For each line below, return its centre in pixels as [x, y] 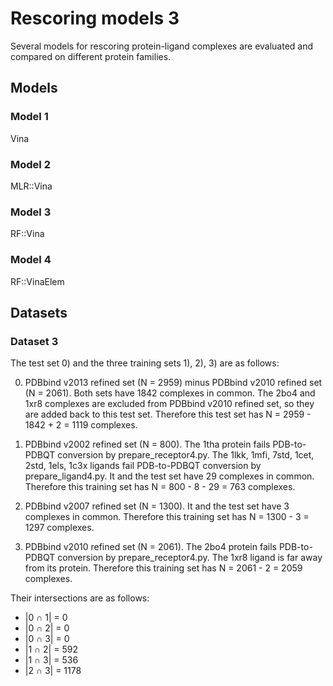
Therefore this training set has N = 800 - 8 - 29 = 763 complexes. [160, 487]
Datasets [39, 312]
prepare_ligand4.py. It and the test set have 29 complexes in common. [169, 476]
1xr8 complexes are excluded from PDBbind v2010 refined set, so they [169, 404]
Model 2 [30, 164]
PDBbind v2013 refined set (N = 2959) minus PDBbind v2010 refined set [173, 383]
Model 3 [31, 212]
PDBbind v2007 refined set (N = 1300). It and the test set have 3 [157, 506]
